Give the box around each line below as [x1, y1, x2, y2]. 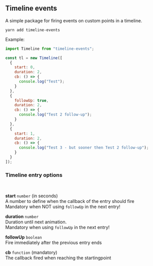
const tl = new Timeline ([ [5, 55, 63, 61]
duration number [5, 214, 39, 220]
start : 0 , [14, 65, 36, 70]
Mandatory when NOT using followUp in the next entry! [5, 203, 120, 210]
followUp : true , [14, 98, 49, 103]
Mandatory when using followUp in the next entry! [5, 224, 110, 230]
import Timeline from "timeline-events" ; [5, 46, 95, 51]
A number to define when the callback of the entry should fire [5, 198, 135, 204]
